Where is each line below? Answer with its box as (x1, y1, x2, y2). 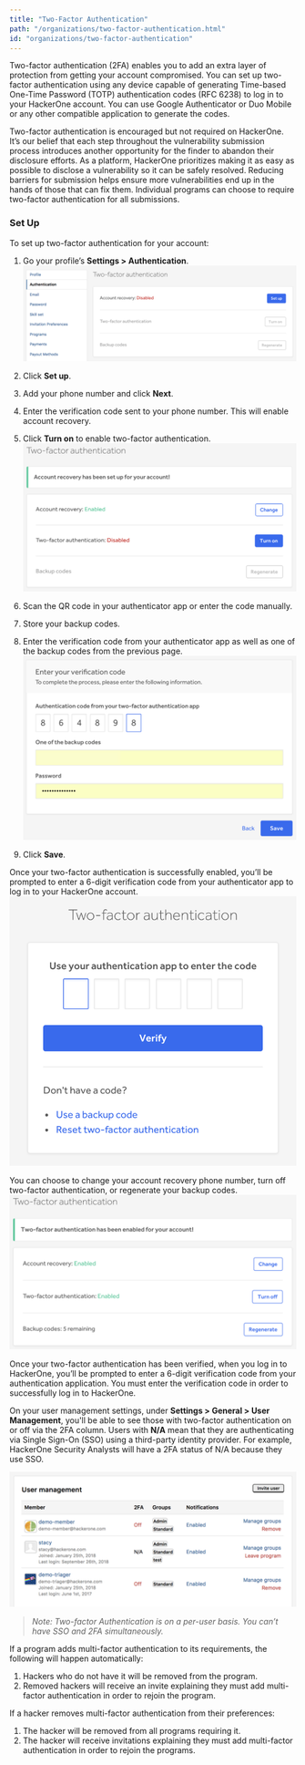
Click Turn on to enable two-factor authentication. (22, 433, 211, 444)
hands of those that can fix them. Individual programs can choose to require (9, 184, 295, 195)
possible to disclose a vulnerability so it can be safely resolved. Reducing (9, 165, 284, 176)
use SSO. (9, 1453, 44, 1464)
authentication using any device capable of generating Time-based (33, 79, 287, 90)
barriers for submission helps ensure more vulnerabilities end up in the (9, 174, 275, 186)
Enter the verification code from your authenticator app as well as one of (22, 635, 296, 646)
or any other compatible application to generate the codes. (9, 108, 230, 119)
